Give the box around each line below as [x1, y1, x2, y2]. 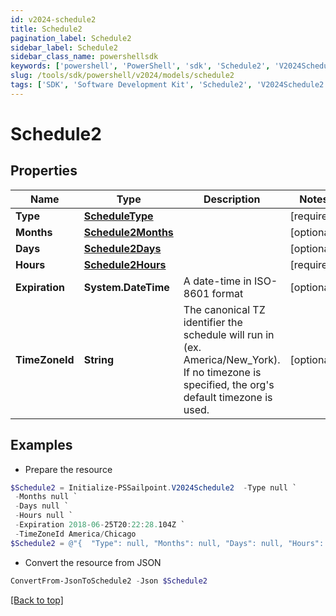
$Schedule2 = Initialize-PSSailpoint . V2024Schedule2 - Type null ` [10, 482, 298, 493]
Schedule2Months [83, 225, 174, 239]
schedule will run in [183, 327, 275, 341]
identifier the [183, 315, 243, 329]
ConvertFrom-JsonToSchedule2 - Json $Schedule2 [10, 576, 208, 586]
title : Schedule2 [10, 24, 83, 34]
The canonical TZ [183, 302, 266, 316]
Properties [10, 162, 78, 180]
